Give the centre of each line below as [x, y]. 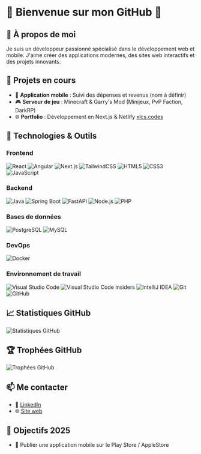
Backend [19, 188]
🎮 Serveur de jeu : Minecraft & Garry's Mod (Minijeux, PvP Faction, [99, 101]
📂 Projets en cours [41, 80]
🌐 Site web [28, 411]
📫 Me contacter [37, 387]
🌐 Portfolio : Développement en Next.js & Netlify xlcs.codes [89, 117]
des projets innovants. [34, 62]
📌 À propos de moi [41, 35]
